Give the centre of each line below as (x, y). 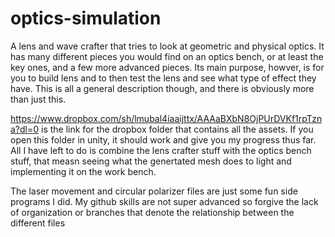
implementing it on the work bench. (83, 171)
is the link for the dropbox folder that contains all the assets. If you (177, 129)
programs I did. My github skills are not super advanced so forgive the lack (164, 201)
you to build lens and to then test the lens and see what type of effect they (163, 78)
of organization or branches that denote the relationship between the (152, 212)
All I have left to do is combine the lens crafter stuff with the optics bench (161, 150)
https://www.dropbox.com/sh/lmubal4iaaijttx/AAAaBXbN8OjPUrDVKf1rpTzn (166, 118)
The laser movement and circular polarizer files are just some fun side (154, 191)
